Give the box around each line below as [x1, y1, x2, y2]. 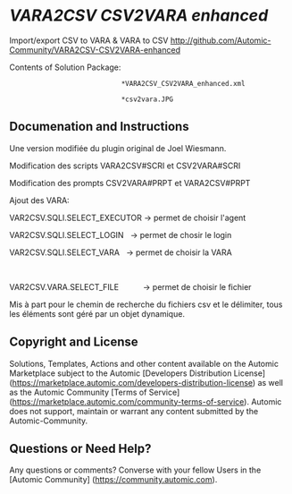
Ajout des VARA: [9, 194, 70, 206]
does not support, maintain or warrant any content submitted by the [9, 405, 259, 416]
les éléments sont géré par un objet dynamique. [9, 308, 186, 319]
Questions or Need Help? [9, 440, 152, 456]
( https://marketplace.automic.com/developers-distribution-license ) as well [9, 377, 284, 388]
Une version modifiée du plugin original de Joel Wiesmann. [9, 142, 227, 153]
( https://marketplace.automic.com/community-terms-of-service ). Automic [9, 396, 282, 407]
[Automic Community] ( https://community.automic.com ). [9, 474, 218, 485]
